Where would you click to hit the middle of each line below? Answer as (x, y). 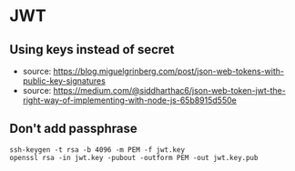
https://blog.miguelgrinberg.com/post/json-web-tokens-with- (169, 71)
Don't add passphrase (74, 129)
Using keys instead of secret (92, 50)
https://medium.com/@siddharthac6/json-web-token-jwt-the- (170, 91)
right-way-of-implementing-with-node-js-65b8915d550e (129, 100)
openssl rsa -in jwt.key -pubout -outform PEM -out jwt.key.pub (134, 157)
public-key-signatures (64, 81)
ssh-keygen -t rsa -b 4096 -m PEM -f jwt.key (97, 150)
